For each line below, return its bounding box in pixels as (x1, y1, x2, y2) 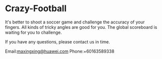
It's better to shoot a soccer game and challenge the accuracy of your (5, 19, 145, 25)
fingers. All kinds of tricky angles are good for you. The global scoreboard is (5, 24, 158, 30)
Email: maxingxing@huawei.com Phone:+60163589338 (5, 48, 115, 54)
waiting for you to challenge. (5, 29, 62, 35)
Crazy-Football (5, 3, 67, 14)
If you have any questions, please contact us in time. (5, 39, 110, 44)
